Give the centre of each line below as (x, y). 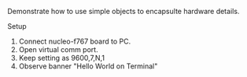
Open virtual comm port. (59, 49)
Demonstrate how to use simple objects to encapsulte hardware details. (124, 11)
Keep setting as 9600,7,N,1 (62, 58)
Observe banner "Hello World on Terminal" (88, 66)
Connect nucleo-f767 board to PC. (75, 41)
